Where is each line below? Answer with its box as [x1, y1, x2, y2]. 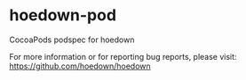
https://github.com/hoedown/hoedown [9, 61, 151, 71]
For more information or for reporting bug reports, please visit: [9, 51, 237, 62]
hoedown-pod [9, 5, 117, 25]
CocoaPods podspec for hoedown [9, 34, 135, 45]
